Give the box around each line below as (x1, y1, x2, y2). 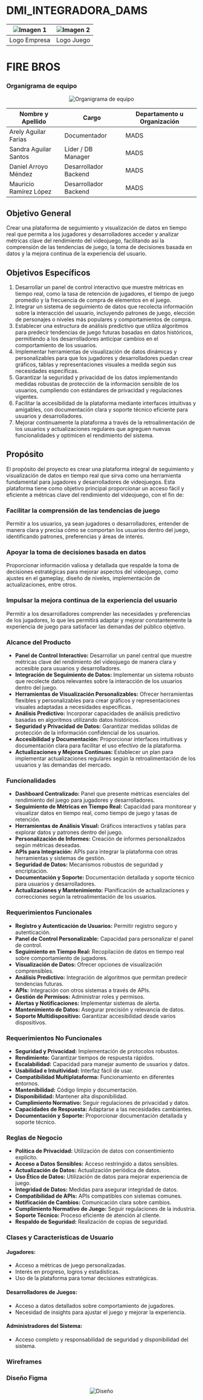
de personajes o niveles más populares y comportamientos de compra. (14, 316, 192, 323)
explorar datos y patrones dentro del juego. (14, 828, 123, 836)
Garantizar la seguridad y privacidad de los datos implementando (14, 374, 178, 381)
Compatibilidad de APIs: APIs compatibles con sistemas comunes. (14, 1192, 182, 1200)
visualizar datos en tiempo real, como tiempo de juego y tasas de (14, 810, 178, 817)
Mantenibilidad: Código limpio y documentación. (14, 1086, 138, 1093)
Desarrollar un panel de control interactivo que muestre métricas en (14, 284, 184, 291)
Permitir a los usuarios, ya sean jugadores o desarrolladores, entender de (6, 520, 189, 527)
